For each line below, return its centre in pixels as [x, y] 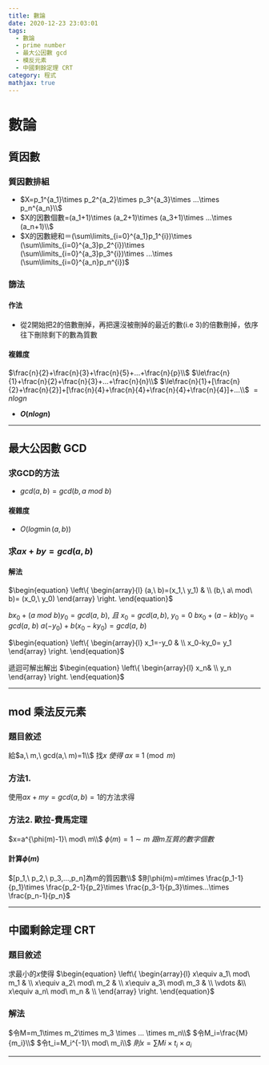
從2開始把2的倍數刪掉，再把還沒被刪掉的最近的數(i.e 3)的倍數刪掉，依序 [139, 325]
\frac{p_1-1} [225, 877]
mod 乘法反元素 [47, 711]
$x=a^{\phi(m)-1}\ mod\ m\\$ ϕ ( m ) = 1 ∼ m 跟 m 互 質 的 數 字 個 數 [111, 839]
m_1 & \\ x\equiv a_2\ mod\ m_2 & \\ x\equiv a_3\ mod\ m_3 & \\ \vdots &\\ [127, 983]
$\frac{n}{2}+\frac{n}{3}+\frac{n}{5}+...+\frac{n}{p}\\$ [99, 373]
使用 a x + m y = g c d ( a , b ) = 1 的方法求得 [72, 797]
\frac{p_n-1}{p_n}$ [39, 895]
